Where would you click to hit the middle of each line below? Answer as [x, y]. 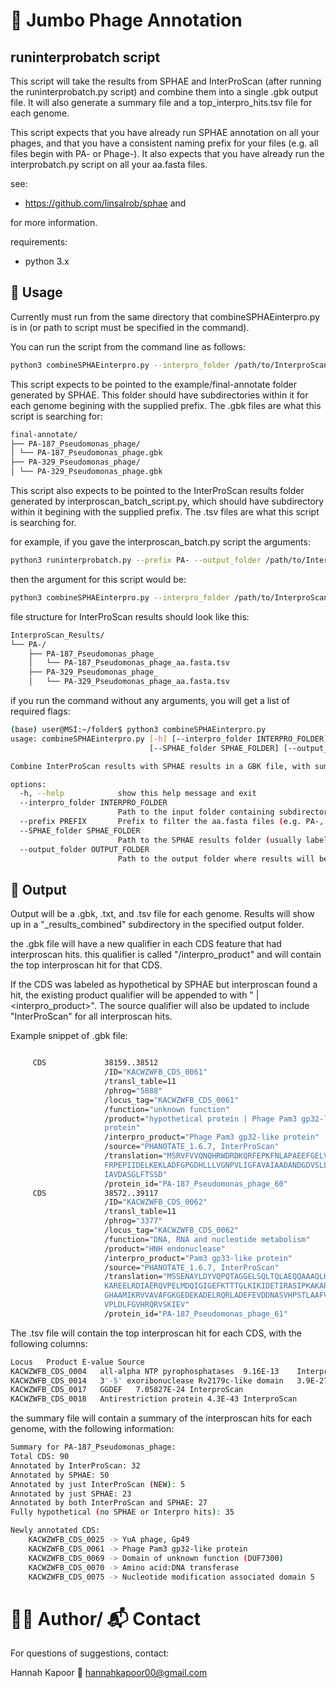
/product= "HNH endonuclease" [165, 1249]
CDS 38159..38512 [95, 1063]
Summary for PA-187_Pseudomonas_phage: [93, 1447]
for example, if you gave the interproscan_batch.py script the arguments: [160, 542]
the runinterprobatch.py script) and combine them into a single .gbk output [164, 92]
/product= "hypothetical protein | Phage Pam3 [201, 1119]
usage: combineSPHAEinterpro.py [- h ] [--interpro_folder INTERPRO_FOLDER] [169, 739]
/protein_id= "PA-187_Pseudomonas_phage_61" [196, 1314]
